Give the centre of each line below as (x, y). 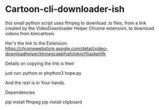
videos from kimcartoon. (30, 33)
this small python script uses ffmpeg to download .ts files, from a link (76, 23)
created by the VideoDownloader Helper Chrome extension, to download (80, 28)
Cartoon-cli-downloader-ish (65, 9)
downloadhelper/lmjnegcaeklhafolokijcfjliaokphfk (55, 54)
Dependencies (20, 92)
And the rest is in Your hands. (35, 83)
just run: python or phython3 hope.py (43, 73)
